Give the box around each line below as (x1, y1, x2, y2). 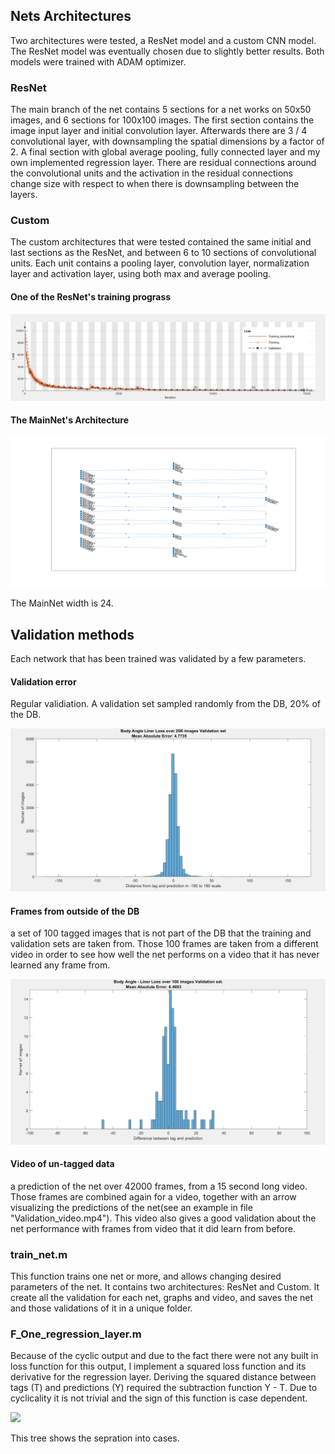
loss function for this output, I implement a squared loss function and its (10, 1360, 307, 1373)
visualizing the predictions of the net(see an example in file (10, 1201, 253, 1213)
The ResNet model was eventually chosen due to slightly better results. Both (10, 45, 325, 57)
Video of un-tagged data (10, 1158, 115, 1170)
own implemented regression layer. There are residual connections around (10, 157, 317, 169)
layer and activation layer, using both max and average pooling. (10, 268, 272, 280)
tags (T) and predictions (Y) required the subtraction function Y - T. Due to (10, 1382, 318, 1394)
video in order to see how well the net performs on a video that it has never (10, 949, 320, 961)
